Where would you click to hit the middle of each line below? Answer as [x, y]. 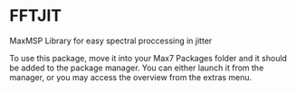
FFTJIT [35, 16]
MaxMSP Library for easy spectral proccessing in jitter [111, 41]
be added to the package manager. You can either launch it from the [137, 68]
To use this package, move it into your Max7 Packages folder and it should [148, 58]
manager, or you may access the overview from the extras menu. [131, 77]
